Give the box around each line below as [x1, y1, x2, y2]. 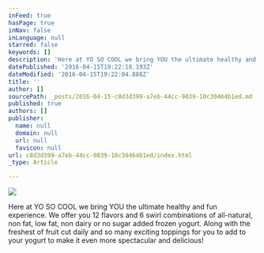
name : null [15, 122, 51, 130]
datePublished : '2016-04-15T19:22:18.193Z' [8, 63, 154, 71]
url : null [15, 136, 47, 145]
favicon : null [15, 144, 62, 152]
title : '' [8, 77, 41, 85]
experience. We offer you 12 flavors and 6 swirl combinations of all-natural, [8, 210, 253, 220]
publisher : [8, 115, 44, 123]
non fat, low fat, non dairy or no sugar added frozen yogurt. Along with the [8, 219, 251, 228]
